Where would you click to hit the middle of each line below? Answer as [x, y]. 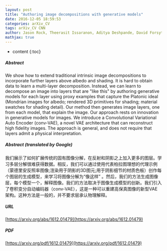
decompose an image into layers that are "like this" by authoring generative [83, 91]
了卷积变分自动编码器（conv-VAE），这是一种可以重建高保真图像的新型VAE [82, 188]
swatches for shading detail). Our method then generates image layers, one [83, 107]
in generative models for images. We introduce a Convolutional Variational [81, 118]
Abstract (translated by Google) [39, 145]
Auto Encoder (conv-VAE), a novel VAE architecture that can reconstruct [79, 123]
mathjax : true [20, 38]
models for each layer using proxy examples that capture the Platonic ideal [82, 96]
